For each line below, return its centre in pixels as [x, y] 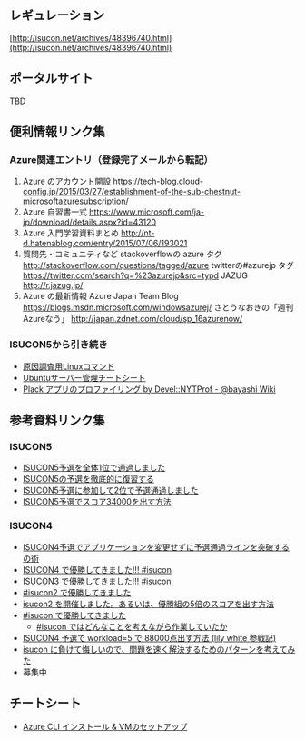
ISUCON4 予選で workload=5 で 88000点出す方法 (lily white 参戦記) [149, 637]
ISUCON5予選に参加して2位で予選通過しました [110, 490]
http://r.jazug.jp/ [53, 285]
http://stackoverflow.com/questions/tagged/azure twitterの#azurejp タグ [158, 265]
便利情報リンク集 [57, 132]
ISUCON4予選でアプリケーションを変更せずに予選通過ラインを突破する [156, 546]
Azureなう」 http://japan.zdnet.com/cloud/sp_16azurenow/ [133, 319]
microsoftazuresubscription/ [75, 201]
